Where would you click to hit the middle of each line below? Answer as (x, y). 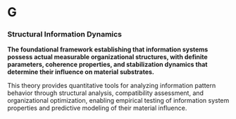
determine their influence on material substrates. (81, 72)
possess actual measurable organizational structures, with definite (107, 57)
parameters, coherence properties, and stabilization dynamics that (107, 65)
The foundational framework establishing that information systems (108, 49)
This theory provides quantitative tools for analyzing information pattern (112, 86)
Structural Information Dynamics (64, 35)
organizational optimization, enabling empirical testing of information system (118, 101)
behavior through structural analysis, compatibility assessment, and (106, 93)
